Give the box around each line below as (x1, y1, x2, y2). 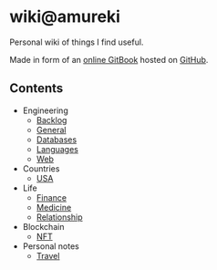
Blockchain (22, 221, 65, 232)
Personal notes (22, 240, 80, 252)
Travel (36, 250, 60, 261)
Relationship (36, 212, 84, 223)
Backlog (36, 114, 67, 125)
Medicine (36, 202, 72, 213)
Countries (22, 162, 60, 174)
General (36, 124, 67, 135)
